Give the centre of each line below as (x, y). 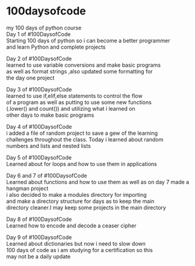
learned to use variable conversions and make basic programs (84, 65)
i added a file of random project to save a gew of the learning (82, 133)
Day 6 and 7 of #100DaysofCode (47, 175)
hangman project (27, 188)
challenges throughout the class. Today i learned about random (85, 139)
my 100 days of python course (44, 28)
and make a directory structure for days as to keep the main (80, 201)
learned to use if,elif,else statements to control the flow (74, 96)
